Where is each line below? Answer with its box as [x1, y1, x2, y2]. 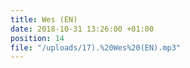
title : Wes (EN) [10, 14, 78, 25]
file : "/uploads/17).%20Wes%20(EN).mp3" [10, 42, 182, 53]
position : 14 [10, 33, 65, 43]
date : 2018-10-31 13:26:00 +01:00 [10, 24, 155, 34]
